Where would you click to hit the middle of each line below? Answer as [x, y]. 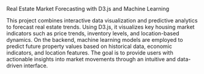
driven [14, 66]
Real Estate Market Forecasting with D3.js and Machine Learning [88, 9]
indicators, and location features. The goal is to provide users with [90, 53]
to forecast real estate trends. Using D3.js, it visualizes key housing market [100, 27]
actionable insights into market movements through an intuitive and [91, 59]
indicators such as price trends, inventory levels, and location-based [93, 33]
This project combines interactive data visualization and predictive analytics [102, 20]
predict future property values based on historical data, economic [89, 46]
